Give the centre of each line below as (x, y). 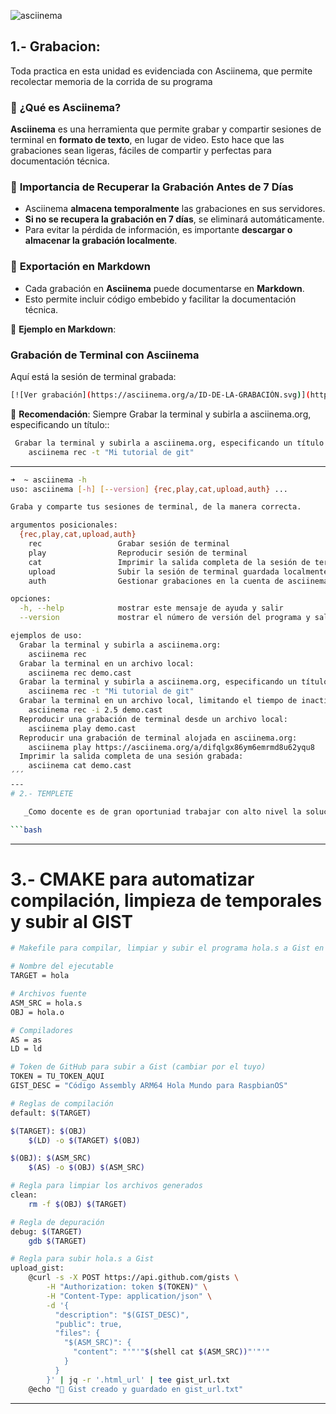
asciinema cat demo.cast (80, 766)
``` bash (26, 830)
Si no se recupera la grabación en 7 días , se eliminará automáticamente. (174, 219)
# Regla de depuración (57, 1222)
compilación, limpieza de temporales (166, 900)
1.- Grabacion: (55, 46)
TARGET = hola (40, 976)
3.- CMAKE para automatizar (132, 879)
